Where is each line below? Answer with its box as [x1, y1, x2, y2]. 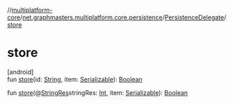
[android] [7, 67, 34, 76]
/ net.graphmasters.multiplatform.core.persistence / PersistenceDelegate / [19, 13, 227, 21]
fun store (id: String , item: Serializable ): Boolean [7, 75, 143, 83]
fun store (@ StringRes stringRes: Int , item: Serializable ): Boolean [7, 88, 188, 96]
